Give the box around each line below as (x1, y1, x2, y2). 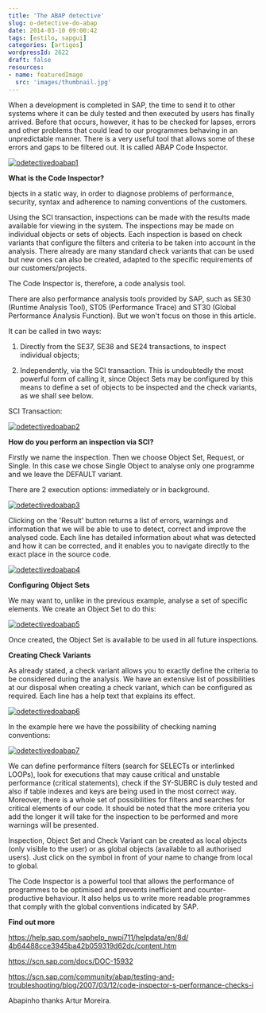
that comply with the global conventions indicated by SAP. (8, 902, 199, 911)
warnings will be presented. (8, 820, 99, 829)
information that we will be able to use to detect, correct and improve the (8, 524, 247, 534)
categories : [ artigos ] (8, 41, 83, 49)
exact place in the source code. (8, 549, 111, 559)
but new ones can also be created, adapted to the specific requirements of (8, 254, 253, 264)
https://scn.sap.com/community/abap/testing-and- (8, 972, 175, 981)
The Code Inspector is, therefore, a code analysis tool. (8, 278, 187, 288)
